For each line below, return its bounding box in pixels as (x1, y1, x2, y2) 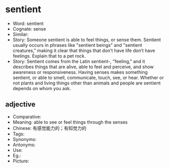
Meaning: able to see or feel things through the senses (12, 119, 128, 125)
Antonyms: (12, 142, 36, 148)
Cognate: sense (12, 25, 46, 32)
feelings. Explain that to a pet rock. (12, 52, 86, 59)
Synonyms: (12, 136, 37, 142)
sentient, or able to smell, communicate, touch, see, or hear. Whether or (12, 74, 164, 80)
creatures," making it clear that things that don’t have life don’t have (12, 47, 155, 53)
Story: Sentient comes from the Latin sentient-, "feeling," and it (12, 58, 146, 64)
